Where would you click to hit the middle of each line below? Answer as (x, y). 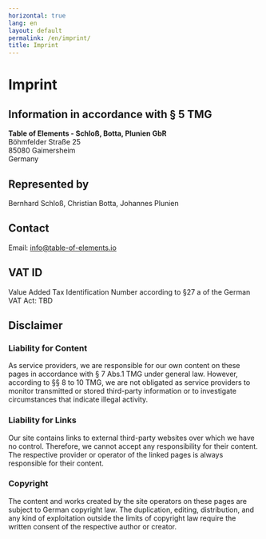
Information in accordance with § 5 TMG (110, 114)
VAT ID (25, 273)
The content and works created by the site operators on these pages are (128, 501)
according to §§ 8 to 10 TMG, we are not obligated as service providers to (129, 382)
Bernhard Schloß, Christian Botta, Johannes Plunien (94, 203)
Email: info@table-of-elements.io (63, 248)
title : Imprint (34, 46)
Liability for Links (43, 420)
